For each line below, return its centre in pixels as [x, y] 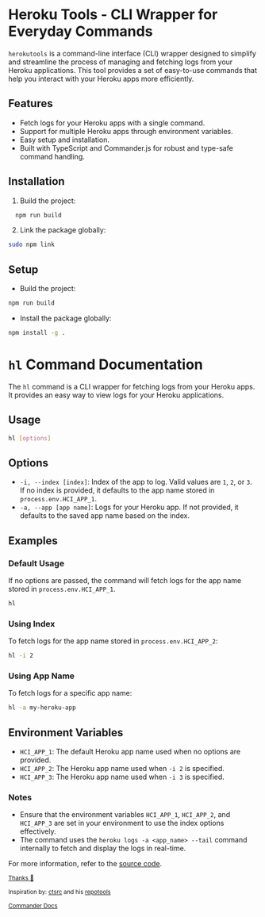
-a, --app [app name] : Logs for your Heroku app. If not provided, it [129, 507]
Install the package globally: [65, 318]
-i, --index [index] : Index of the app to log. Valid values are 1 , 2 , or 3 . [136, 482]
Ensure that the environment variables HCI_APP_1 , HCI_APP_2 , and [125, 815]
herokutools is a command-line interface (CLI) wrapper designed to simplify [132, 53]
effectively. [38, 831]
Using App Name [42, 676]
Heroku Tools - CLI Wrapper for [113, 15]
